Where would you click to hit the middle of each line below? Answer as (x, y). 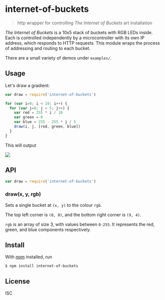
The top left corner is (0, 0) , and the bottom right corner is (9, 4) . (73, 215)
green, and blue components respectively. (48, 230)
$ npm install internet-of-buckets (42, 266)
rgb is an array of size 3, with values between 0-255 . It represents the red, (80, 224)
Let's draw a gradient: (27, 85)
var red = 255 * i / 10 (39, 113)
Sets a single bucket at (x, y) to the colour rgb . (54, 205)
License (18, 281)
